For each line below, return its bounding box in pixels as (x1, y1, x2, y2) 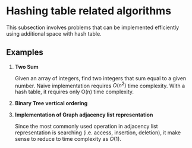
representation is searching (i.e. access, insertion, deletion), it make (14, 129, 181, 136)
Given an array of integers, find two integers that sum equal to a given (14, 74, 187, 81)
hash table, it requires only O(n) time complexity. (14, 88, 134, 96)
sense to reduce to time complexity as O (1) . (14, 136, 122, 143)
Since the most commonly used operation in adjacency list (14, 123, 159, 130)
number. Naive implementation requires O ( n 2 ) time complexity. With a (14, 81, 185, 89)
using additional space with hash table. (6, 30, 102, 37)
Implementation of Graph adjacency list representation (14, 111, 153, 118)
